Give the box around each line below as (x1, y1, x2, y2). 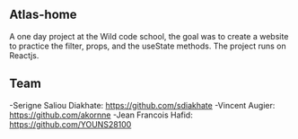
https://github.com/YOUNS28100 (9, 118, 132, 129)
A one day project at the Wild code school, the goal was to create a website (9, 30, 289, 41)
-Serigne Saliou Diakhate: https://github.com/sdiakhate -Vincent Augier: (9, 100, 276, 110)
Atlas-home (9, 7, 77, 22)
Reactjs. (9, 49, 39, 61)
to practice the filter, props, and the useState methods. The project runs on (9, 40, 286, 51)
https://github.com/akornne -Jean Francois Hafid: (9, 109, 193, 120)
